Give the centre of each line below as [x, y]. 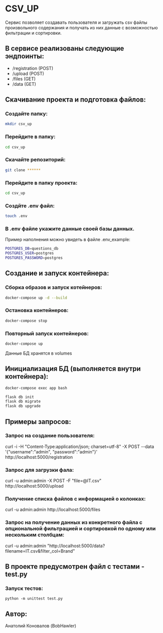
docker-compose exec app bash [36, 388]
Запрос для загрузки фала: [40, 470]
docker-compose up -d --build [36, 298]
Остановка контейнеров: [37, 311]
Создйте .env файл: [30, 205]
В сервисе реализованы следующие [65, 48]
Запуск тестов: [24, 588]
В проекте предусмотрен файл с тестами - [75, 567]
